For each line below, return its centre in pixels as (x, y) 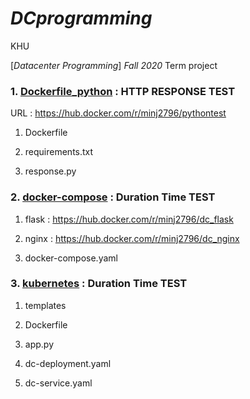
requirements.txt (59, 152)
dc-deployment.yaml (68, 363)
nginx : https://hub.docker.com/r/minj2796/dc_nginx (132, 238)
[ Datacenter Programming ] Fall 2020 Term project (114, 65)
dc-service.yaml (58, 383)
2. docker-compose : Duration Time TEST (113, 197)
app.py (39, 344)
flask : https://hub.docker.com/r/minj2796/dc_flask (129, 219)
